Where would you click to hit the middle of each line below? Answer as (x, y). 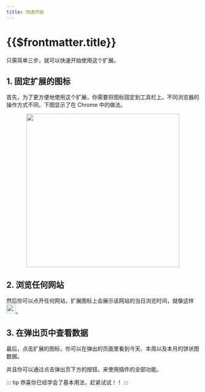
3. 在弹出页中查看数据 (47, 333)
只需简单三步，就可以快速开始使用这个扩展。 (63, 60)
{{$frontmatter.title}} (61, 42)
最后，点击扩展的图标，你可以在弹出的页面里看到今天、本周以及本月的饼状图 (103, 348)
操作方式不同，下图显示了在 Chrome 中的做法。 (66, 105)
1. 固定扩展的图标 (39, 81)
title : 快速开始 (25, 12)
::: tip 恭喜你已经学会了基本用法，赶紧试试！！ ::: (67, 382)
